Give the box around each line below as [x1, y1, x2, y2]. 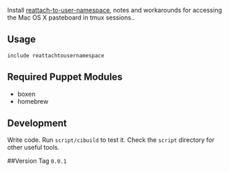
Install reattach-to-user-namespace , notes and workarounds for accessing [7, 6, 222, 14]
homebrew [17, 97, 49, 106]
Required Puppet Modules [7, 71, 123, 83]
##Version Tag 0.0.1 [7, 157, 67, 165]
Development [7, 117, 68, 129]
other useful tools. [7, 143, 60, 152]
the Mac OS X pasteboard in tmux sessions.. [7, 13, 135, 22]
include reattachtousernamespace [7, 52, 105, 59]
